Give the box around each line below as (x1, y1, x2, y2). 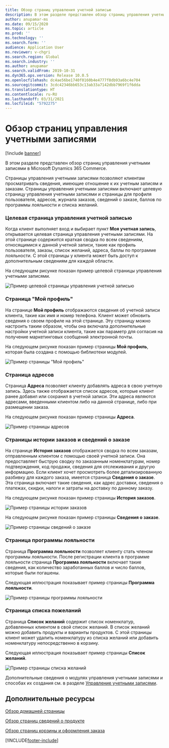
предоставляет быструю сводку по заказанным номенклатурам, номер (5, 458, 160, 464)
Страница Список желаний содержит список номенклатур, (5, 618, 135, 625)
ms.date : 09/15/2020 (5, 21, 49, 27)
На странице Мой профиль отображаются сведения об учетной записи (5, 307, 160, 313)
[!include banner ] (5, 150, 41, 156)
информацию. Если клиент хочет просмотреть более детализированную (5, 469, 162, 475)
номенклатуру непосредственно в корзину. (5, 640, 100, 646)
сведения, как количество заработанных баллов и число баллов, (5, 564, 146, 570)
